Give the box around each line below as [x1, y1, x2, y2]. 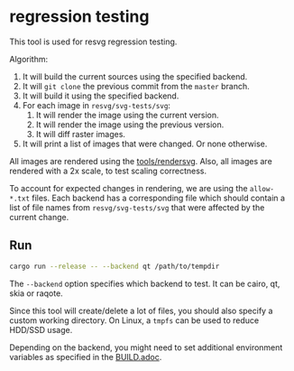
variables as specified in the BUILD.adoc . [9, 351, 162, 362]
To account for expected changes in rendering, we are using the [9, 182, 248, 193]
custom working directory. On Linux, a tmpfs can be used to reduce [9, 314, 260, 326]
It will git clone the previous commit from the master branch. [22, 80, 250, 91]
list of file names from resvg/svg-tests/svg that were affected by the [9, 201, 265, 213]
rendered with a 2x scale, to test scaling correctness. [9, 165, 207, 176]
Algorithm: [9, 53, 48, 64]
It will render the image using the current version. [35, 109, 219, 120]
